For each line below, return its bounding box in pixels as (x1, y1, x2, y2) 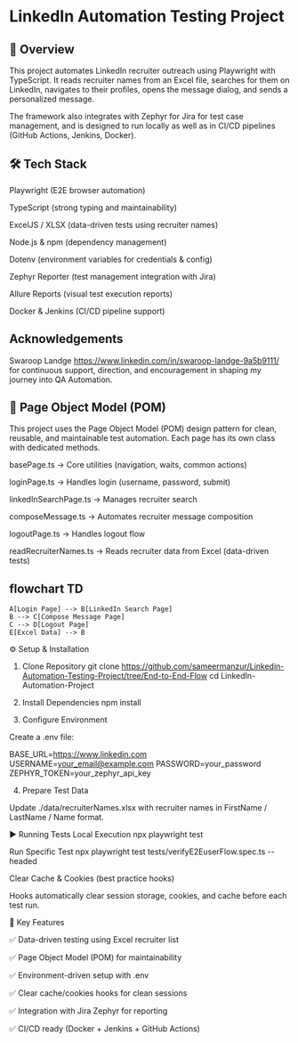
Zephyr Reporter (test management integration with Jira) (9, 271, 216, 281)
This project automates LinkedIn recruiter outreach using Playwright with (9, 65, 276, 76)
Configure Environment (21, 714, 108, 725)
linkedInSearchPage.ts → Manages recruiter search (9, 494, 197, 505)
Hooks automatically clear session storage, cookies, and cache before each (9, 891, 287, 901)
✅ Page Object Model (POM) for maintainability (9, 952, 182, 963)
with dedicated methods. (9, 443, 101, 453)
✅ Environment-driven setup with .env (9, 970, 149, 981)
